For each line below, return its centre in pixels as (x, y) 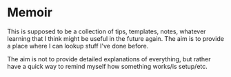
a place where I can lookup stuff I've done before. (78, 46)
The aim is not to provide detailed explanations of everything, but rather (109, 59)
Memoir (30, 13)
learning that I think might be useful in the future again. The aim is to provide (115, 38)
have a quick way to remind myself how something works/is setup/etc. (108, 66)
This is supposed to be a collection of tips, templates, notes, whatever (107, 31)
